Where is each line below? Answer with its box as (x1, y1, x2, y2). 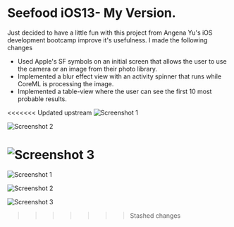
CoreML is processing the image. (17, 79, 114, 88)
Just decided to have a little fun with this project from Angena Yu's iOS (7, 28, 213, 37)
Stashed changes (130, 211, 181, 220)
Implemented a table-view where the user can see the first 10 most (17, 87, 212, 95)
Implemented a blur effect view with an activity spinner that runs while (17, 72, 222, 81)
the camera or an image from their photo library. (17, 64, 157, 73)
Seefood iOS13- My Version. (7, 5, 176, 21)
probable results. (17, 94, 67, 103)
